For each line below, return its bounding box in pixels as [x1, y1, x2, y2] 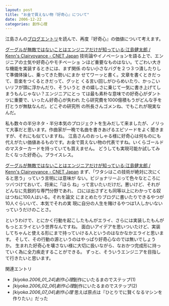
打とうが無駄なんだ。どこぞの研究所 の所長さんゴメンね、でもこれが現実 [5, 103, 157, 109]
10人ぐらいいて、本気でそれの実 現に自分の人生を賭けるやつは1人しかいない [5, 200, 163, 207]
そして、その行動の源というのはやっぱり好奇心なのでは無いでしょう [15, 236, 156, 242]
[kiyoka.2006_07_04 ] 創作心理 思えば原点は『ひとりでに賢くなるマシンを [12, 289, 162, 295]
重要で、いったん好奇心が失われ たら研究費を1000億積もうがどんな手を [14, 97, 162, 103]
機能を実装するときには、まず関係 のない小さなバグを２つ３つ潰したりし [9, 66, 161, 72]
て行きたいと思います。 [5, 255, 54, 261]
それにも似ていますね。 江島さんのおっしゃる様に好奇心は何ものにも [18, 133, 161, 139]
